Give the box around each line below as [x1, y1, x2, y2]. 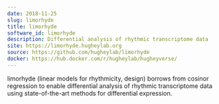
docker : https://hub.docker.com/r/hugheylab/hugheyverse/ [7, 55, 178, 62]
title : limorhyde [7, 23, 57, 30]
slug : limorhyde [7, 17, 54, 24]
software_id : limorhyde [7, 29, 76, 37]
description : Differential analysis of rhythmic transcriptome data [7, 36, 209, 43]
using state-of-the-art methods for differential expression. [7, 89, 173, 97]
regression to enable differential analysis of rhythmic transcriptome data [7, 81, 213, 90]
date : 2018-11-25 [7, 10, 57, 17]
